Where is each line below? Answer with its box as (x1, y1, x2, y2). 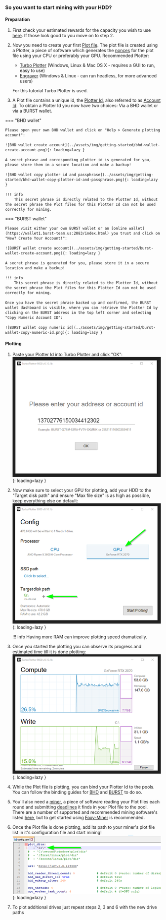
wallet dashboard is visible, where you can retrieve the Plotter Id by (5, 306, 158, 310)
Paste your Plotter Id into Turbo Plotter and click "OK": (12, 352, 123, 358)
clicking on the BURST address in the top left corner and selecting (5, 310, 152, 315)
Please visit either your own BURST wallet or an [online (5, 226, 127, 231)
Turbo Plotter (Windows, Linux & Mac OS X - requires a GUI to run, (19, 62, 155, 68)
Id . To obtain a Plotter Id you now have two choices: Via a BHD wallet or (12, 103, 158, 109)
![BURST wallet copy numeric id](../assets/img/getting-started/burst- (5, 325, 156, 330)
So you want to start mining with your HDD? (5, 4, 112, 11)
